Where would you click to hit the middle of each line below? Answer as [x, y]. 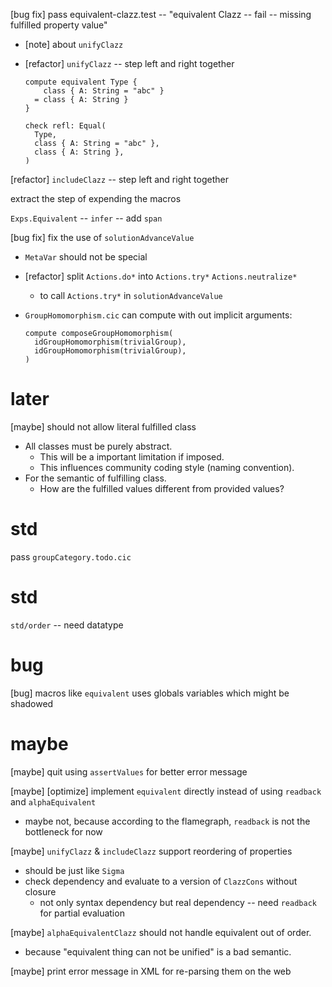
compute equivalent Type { [81, 82]
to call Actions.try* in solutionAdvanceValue [131, 295]
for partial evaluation [82, 913]
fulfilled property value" [59, 25]
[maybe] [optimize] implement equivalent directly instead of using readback [166, 791]
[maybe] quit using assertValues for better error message [129, 771]
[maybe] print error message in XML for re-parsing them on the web [151, 971]
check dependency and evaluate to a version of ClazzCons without [161, 881]
